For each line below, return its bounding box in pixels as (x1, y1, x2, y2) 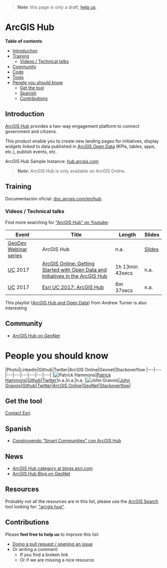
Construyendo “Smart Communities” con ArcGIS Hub (12, 438, 121, 444)
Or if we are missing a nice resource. (19, 557, 95, 563)
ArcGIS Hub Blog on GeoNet (12, 471, 71, 477)
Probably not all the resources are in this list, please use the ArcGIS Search (5, 498, 159, 504)
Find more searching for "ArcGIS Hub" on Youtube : (5, 219, 109, 225)
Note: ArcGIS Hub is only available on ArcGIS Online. (17, 168, 126, 174)
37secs (115, 286, 133, 293)
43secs (115, 269, 133, 276)
